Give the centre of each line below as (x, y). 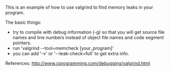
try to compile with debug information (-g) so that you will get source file (89, 32)
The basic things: (23, 22)
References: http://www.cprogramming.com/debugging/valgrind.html (78, 63)
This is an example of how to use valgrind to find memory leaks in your (79, 7)
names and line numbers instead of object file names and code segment (88, 38)
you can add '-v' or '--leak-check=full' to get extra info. (71, 53)
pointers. (22, 43)
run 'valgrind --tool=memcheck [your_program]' (63, 48)
